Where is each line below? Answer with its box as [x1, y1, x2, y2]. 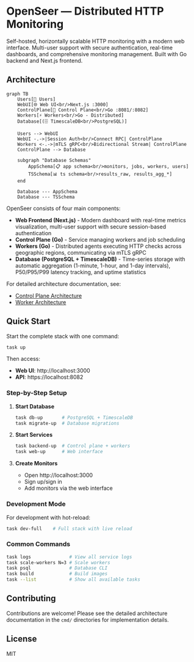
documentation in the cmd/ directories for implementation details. [6, 616, 169, 624]
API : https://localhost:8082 [15, 374, 84, 381]
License [6, 634, 37, 644]
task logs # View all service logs [6, 554, 132, 560]
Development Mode [6, 500, 66, 508]
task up [6, 344, 26, 351]
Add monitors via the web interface [24, 484, 113, 492]
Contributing [6, 594, 56, 604]
